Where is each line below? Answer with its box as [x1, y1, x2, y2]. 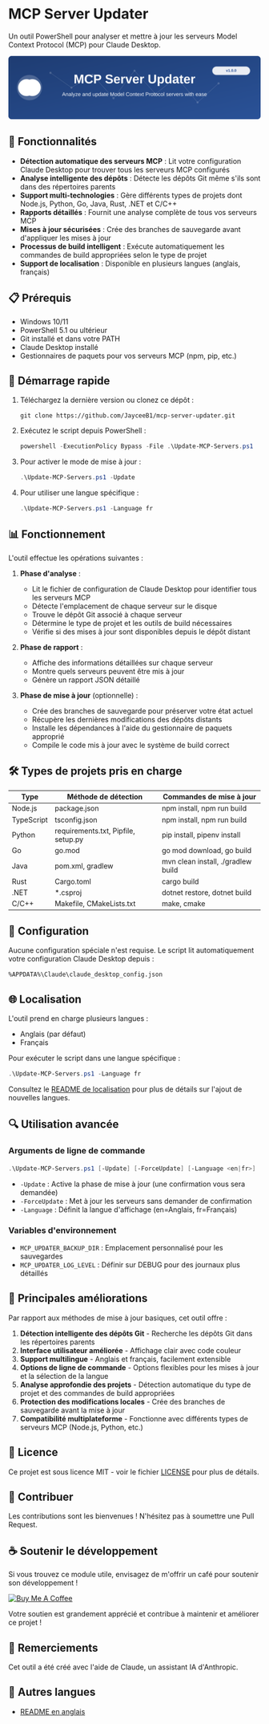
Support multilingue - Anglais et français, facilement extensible [19, 1354, 231, 1364]
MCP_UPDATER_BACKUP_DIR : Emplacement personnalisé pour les [19, 1242, 223, 1252]
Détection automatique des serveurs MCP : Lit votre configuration [19, 156, 242, 165]
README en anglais [19, 1706, 86, 1716]
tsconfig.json [54, 815, 98, 824]
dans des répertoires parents [19, 181, 116, 191]
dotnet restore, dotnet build [161, 888, 252, 897]
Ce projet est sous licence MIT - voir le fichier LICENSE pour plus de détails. [8, 1466, 259, 1477]
